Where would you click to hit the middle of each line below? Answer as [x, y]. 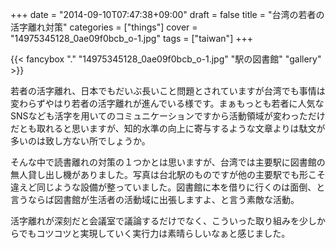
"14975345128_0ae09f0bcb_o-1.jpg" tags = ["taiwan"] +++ [131, 38]
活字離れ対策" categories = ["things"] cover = [104, 27]
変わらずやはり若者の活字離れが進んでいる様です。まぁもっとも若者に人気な [167, 103]
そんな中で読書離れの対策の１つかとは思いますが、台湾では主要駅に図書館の [168, 162]
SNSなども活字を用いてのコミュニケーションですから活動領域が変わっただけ [168, 116]
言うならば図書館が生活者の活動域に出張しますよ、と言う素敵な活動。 [155, 199]
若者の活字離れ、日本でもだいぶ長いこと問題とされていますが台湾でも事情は [168, 91]
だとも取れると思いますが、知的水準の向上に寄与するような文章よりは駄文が [168, 128]
